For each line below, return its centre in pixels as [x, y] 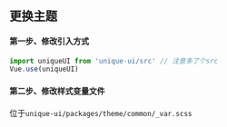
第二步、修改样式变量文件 [57, 91]
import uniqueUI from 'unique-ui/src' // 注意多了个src [114, 61]
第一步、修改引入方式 [49, 41]
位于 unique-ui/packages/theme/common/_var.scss [101, 112]
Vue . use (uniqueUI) [44, 69]
